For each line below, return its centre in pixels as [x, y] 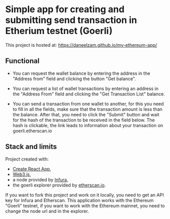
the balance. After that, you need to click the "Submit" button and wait [86, 114]
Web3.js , [22, 174]
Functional [22, 61]
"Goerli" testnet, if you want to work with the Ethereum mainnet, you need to [85, 206]
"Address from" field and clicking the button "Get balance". [74, 79]
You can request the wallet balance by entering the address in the [81, 73]
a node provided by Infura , [40, 179]
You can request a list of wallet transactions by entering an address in [86, 88]
